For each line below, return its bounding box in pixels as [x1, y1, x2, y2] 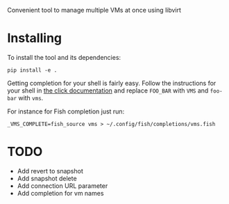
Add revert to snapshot [17, 166, 83, 175]
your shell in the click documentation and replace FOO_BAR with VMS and [7, 86, 209, 95]
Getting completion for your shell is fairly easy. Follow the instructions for [7, 79, 217, 87]
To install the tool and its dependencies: [7, 53, 121, 61]
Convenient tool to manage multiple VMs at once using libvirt [7, 6, 182, 14]
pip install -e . [7, 66, 58, 74]
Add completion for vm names [17, 189, 104, 197]
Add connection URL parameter [17, 181, 108, 190]
